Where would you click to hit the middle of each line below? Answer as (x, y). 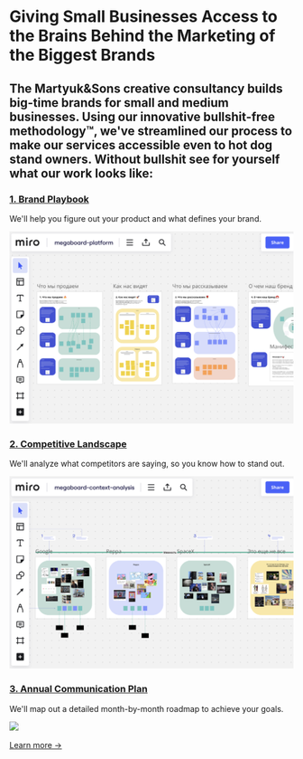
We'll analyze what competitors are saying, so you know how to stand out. (147, 464)
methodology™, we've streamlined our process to (151, 131)
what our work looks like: (81, 173)
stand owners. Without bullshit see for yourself (145, 159)
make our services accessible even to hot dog (141, 145)
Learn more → (36, 745)
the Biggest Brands (83, 55)
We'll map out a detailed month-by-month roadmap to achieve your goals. (147, 708)
